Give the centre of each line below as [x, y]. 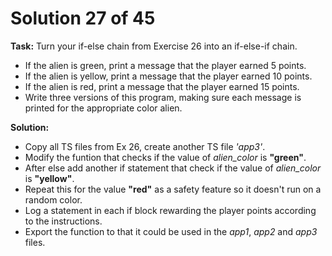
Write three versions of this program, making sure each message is [163, 97]
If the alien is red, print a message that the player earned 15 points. [162, 86]
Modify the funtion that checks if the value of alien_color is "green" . [165, 157]
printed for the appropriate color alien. [103, 108]
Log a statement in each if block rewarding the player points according [170, 210]
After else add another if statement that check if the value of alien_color [173, 168]
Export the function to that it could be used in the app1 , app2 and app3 [171, 231]
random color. [53, 199]
